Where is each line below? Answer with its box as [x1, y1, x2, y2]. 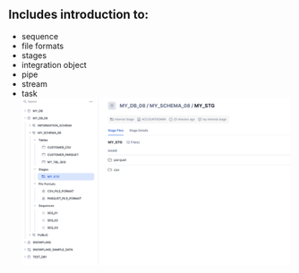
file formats [21, 40, 64, 51]
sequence [21, 30, 59, 41]
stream [21, 78, 48, 89]
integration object [21, 59, 87, 70]
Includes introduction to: [8, 7, 149, 22]
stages [21, 49, 47, 61]
